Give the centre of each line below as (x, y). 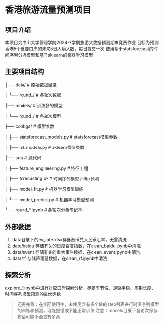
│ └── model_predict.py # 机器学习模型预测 (49, 199)
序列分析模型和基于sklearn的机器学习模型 (51, 55)
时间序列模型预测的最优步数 (33, 294)
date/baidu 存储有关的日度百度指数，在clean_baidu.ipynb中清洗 (76, 246)
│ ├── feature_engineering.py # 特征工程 (47, 168)
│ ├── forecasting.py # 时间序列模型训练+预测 (52, 178)
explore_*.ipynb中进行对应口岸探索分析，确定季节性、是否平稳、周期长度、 (81, 288)
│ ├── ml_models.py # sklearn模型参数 (45, 147)
